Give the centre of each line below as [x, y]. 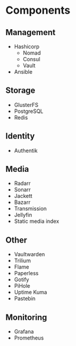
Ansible [23, 72]
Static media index [37, 221]
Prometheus [29, 338]
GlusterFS [26, 105]
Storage [21, 91]
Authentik [26, 150]
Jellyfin [23, 215]
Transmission [30, 209]
